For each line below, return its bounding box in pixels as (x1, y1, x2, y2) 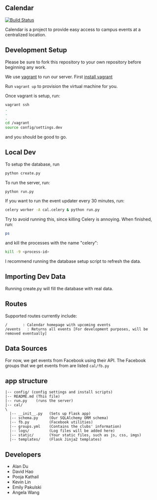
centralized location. (5, 31, 47, 37)
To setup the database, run (5, 161, 60, 167)
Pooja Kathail (12, 474, 39, 480)
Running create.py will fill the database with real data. (5, 285, 113, 291)
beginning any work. (5, 64, 47, 70)
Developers (5, 450, 41, 459)
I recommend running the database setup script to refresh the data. (5, 258, 141, 264)
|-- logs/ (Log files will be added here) (9, 428, 115, 434)
